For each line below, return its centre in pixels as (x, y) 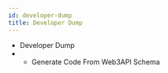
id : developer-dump (40, 15)
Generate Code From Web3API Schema (95, 62)
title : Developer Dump (45, 23)
